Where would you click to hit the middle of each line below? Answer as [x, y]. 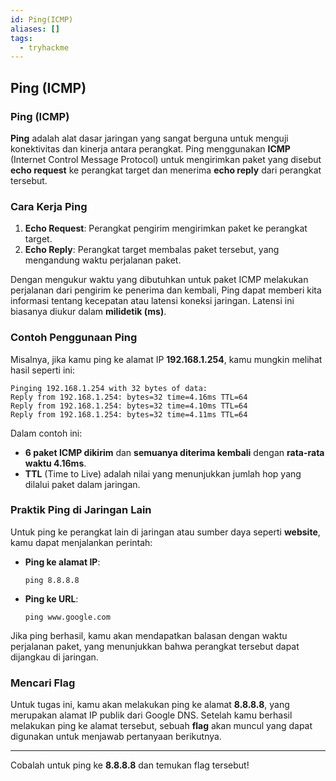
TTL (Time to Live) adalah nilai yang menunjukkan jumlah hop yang [163, 473]
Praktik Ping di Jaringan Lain [81, 510]
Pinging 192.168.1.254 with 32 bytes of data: [109, 388]
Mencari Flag [43, 683]
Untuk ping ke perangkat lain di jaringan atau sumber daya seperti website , [165, 532]
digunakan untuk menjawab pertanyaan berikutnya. [116, 737]
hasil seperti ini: [43, 370]
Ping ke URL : [51, 598]
